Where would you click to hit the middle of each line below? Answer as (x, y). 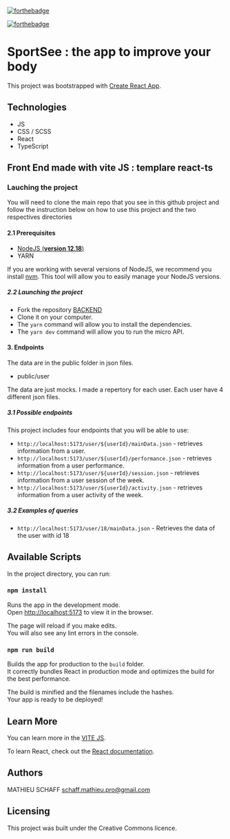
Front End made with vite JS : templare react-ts (110, 168)
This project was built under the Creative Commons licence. (92, 828)
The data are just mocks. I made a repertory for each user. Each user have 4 (115, 389)
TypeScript (33, 146)
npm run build (31, 650)
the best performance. (39, 679)
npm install (27, 591)
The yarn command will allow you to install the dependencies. (105, 324)
